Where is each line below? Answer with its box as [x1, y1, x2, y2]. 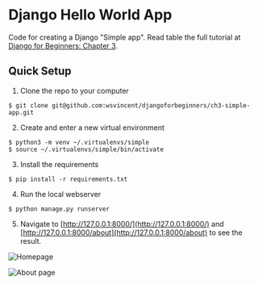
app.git [8, 108, 35, 116]
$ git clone [8, 101, 48, 110]
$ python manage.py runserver [8, 204, 110, 213]
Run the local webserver [19, 189, 102, 199]
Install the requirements [19, 159, 99, 169]
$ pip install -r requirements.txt [8, 175, 128, 183]
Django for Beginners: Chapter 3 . [8, 40, 119, 50]
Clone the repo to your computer [19, 86, 129, 95]
